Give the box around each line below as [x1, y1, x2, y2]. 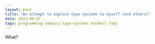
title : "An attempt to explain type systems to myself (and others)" [5, 12, 151, 17]
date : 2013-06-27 [5, 16, 41, 21]
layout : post [5, 7, 32, 12]
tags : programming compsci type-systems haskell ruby [5, 21, 118, 26]
